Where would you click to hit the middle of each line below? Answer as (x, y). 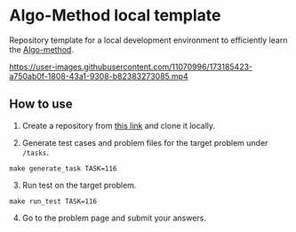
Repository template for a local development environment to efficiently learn (148, 40)
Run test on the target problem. (79, 185)
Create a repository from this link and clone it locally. (119, 125)
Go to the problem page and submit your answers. (114, 218)
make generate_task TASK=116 (63, 168)
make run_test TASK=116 (53, 201)
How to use (41, 104)
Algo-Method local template (115, 16)
